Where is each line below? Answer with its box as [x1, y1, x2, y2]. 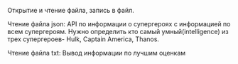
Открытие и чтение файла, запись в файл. [7, 6, 135, 14]
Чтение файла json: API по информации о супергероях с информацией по [7, 20, 231, 28]
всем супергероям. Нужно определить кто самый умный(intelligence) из [7, 28, 229, 36]
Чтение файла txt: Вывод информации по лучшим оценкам [7, 49, 186, 57]
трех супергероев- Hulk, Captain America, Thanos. [7, 35, 160, 43]
